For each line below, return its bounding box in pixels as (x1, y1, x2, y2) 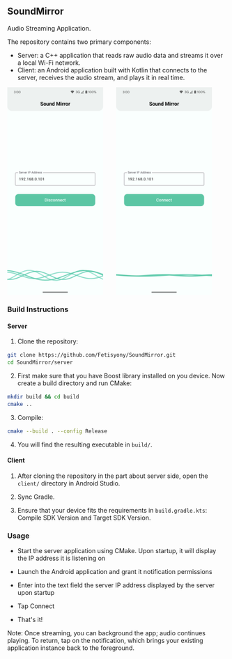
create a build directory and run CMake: (17, 379, 132, 387)
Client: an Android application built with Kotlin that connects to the (17, 65, 208, 74)
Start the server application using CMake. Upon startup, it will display (17, 547, 217, 555)
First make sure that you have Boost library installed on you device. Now (17, 371, 225, 380)
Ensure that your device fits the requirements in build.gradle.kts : (17, 506, 208, 514)
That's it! (17, 616, 43, 624)
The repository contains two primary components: (7, 38, 151, 46)
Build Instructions (7, 304, 69, 314)
